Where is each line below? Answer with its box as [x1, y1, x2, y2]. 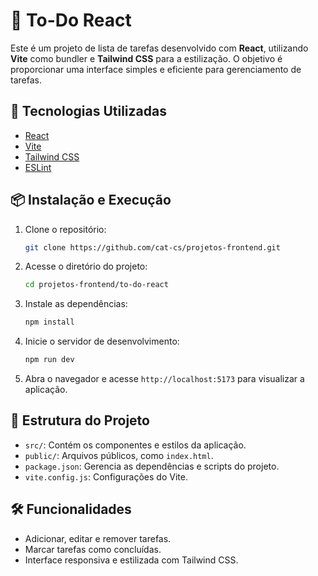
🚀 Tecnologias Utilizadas [10, 103, 167, 120]
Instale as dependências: [24, 298, 128, 310]
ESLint [24, 161, 52, 173]
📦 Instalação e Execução [10, 192, 172, 209]
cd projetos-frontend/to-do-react [24, 280, 169, 290]
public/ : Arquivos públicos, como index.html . [24, 449, 214, 461]
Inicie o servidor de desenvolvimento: [24, 335, 180, 348]
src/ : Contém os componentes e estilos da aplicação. [24, 439, 247, 451]
